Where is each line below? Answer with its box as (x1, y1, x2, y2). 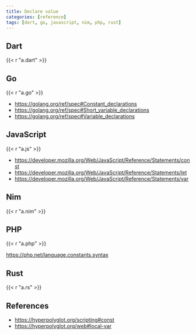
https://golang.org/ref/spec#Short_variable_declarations (14, 106, 150, 113)
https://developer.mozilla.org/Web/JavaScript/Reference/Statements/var (14, 175, 189, 182)
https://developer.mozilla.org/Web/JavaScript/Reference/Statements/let (14, 169, 187, 176)
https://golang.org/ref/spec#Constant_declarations (14, 101, 137, 107)
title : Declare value (6, 8, 59, 15)
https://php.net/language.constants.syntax (6, 251, 109, 258)
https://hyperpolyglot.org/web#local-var (14, 323, 112, 330)
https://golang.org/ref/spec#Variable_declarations (14, 113, 135, 120)
